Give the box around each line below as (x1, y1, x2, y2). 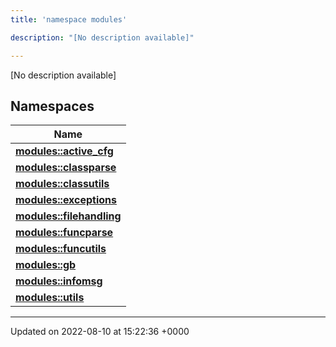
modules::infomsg (15, 274, 103, 288)
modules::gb (15, 258, 77, 272)
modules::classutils (15, 177, 110, 191)
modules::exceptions (15, 193, 118, 207)
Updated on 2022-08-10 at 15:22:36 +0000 (10, 326, 190, 338)
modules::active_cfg (15, 144, 114, 158)
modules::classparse (15, 161, 117, 175)
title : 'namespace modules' (10, 14, 128, 25)
